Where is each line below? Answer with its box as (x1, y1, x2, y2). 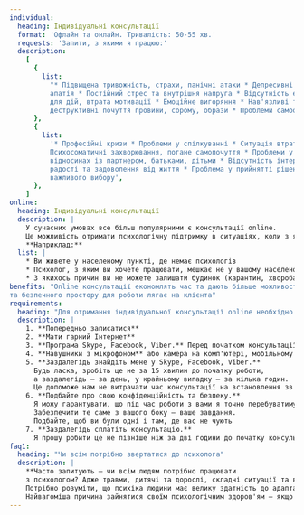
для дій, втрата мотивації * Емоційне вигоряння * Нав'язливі (49, 97, 290, 107)
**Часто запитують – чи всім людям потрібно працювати (25, 467, 237, 476)
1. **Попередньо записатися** (25, 324, 140, 333)
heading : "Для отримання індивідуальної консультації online (17, 307, 253, 316)
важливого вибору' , (49, 173, 124, 182)
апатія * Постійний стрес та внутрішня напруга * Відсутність (49, 89, 290, 98)
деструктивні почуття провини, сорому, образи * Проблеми (49, 106, 273, 115)
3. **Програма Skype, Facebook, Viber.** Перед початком (25, 341, 245, 350)
